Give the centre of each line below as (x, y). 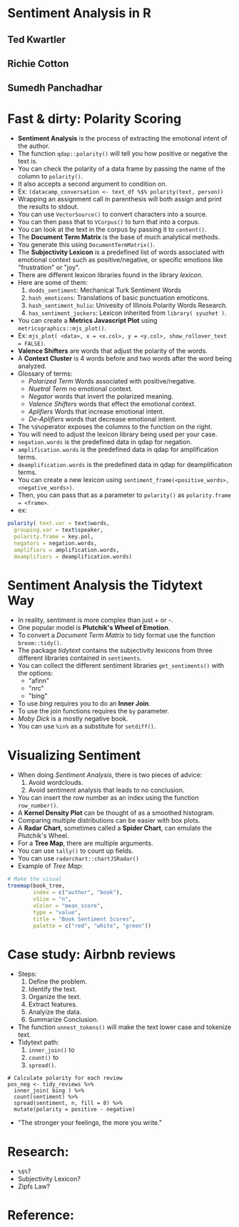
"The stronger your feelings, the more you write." (90, 1123)
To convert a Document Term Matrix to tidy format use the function (116, 635)
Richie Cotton (38, 63)
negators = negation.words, (56, 543)
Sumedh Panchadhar (55, 88)
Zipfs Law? (34, 1186)
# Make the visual (35, 879)
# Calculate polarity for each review (65, 1078)
